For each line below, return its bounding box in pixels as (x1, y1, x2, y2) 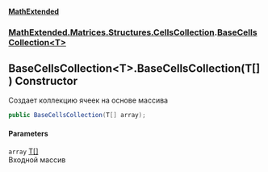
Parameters (8, 128, 48, 138)
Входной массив (8, 155, 66, 165)
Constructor (15, 73, 78, 88)
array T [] (8, 146, 39, 157)
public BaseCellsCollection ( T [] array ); (8, 111, 147, 120)
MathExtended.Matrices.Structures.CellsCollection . (8, 27, 218, 38)
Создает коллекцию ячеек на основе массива (8, 95, 168, 105)
